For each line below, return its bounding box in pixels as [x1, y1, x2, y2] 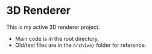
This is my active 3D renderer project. [6, 23, 100, 31]
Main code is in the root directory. [14, 35, 100, 42]
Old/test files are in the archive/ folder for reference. [14, 41, 147, 49]
